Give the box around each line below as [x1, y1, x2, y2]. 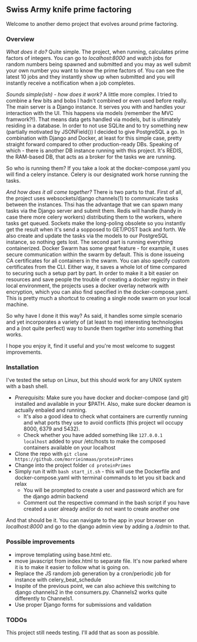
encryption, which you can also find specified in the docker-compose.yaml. [6, 288, 189, 295]
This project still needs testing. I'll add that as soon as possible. [6, 629, 160, 636]
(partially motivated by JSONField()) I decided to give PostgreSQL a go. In [6, 129, 185, 136]
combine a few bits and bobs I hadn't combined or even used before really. [6, 97, 188, 105]
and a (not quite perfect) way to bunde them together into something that [6, 325, 183, 332]
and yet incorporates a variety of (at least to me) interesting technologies [6, 318, 183, 325]
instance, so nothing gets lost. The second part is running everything [6, 238, 173, 246]
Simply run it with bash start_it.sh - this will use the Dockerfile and [14, 468, 181, 475]
